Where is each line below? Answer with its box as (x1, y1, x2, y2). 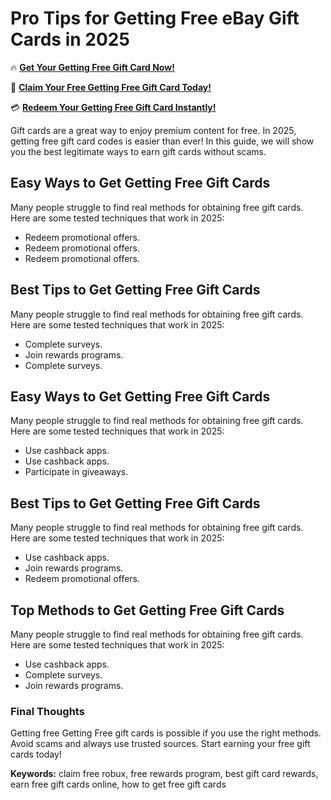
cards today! (10, 748, 62, 761)
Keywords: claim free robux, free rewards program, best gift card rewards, (10, 768, 319, 780)
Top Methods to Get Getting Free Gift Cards (10, 602, 285, 619)
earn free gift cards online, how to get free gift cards (10, 778, 227, 791)
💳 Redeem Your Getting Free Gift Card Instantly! (10, 101, 217, 113)
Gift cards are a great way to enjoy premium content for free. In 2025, (10, 124, 297, 136)
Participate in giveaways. (24, 466, 129, 478)
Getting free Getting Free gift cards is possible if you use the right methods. (10, 727, 322, 739)
